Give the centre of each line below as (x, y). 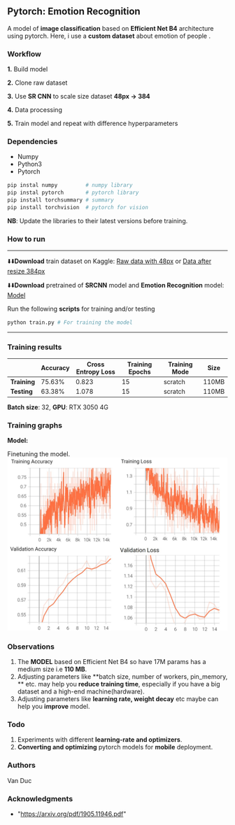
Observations (31, 647)
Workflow (24, 54)
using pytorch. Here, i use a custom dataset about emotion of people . (109, 36)
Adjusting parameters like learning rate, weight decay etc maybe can (118, 699)
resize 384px (26, 272)
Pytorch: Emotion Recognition (74, 12)
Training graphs (35, 425)
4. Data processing (35, 110)
